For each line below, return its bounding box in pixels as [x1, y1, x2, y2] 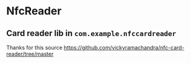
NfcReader [6, 4, 62, 18]
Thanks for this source [6, 44, 62, 51]
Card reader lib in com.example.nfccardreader [6, 28, 177, 38]
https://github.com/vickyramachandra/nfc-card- [63, 44, 185, 51]
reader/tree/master [6, 50, 54, 58]
